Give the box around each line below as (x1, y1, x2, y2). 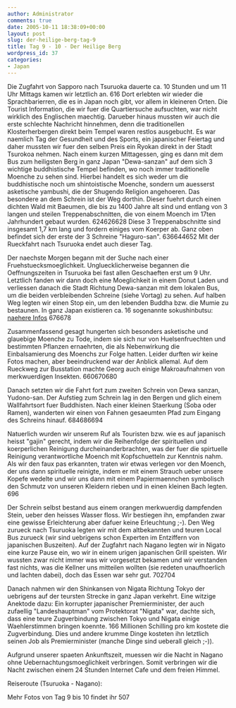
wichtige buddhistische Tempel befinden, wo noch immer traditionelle (7, 164, 210, 173)
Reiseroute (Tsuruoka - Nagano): (7, 679, 103, 688)
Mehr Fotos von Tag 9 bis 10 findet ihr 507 (7, 692, 130, 701)
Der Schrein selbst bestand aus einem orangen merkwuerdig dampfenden (7, 503, 223, 512)
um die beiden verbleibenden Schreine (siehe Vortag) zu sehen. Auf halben (7, 291, 226, 299)
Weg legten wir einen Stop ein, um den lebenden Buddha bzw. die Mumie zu (7, 298, 229, 307)
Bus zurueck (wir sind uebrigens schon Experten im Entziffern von (7, 533, 199, 541)
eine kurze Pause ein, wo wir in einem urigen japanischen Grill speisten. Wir (7, 548, 228, 556)
